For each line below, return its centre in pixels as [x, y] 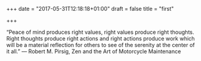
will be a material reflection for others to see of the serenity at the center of [100, 45]
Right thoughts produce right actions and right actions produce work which [100, 38]
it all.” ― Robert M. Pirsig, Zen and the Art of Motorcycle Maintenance [94, 51]
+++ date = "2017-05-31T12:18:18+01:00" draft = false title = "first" [90, 9]
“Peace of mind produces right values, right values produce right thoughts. [100, 32]
